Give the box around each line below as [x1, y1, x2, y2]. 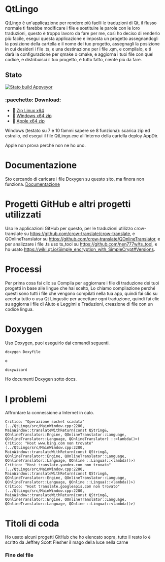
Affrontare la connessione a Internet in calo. [5, 410, 95, 416]
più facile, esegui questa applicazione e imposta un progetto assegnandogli [5, 36, 159, 41]
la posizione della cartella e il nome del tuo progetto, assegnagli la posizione [5, 40, 160, 46]
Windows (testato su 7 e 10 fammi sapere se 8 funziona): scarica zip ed [5, 127, 150, 134]
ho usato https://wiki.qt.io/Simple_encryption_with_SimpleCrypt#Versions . [5, 246, 155, 252]
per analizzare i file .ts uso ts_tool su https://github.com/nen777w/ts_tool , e [5, 241, 158, 247]
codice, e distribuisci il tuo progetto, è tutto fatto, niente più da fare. [5, 56, 142, 62]
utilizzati [5, 209, 41, 220]
